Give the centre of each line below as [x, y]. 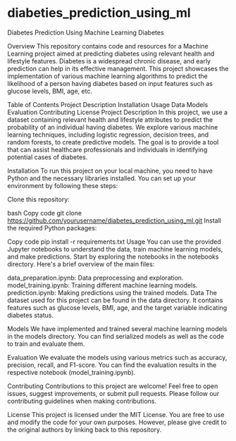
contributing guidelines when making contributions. [82, 401]
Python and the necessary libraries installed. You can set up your [102, 178]
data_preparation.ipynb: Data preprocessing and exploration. [95, 278]
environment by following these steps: [63, 185]
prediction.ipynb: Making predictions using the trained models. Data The [112, 292]
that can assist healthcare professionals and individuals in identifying [107, 149]
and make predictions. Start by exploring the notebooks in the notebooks [113, 256]
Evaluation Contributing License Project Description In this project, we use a [117, 112]
